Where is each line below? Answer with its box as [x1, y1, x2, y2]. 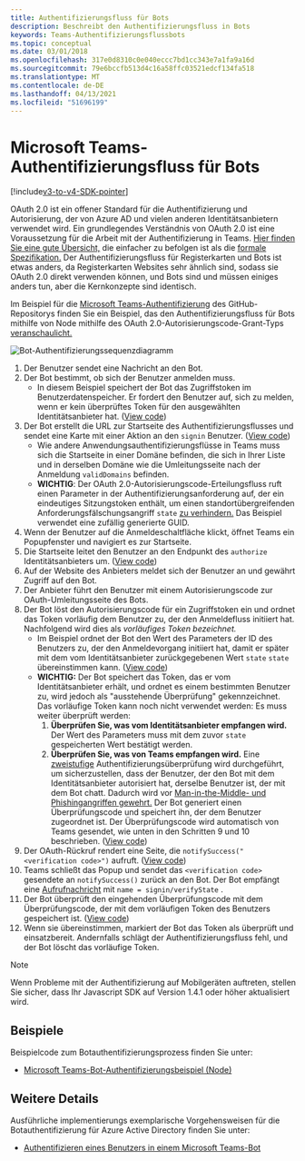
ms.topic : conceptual [10, 38, 93, 48]
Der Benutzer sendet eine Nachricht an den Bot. [23, 362, 203, 373]
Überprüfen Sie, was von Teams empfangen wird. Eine [50, 749, 261, 759]
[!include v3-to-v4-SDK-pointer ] [10, 186, 129, 197]
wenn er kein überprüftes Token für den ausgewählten [36, 402, 241, 412]
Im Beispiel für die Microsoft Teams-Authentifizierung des [10, 299, 226, 310]
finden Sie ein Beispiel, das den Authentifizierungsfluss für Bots [56, 308, 296, 319]
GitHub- [227, 299, 259, 310]
